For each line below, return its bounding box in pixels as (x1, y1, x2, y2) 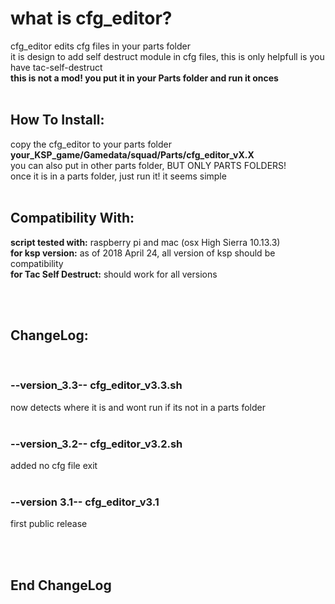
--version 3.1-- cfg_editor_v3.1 (10, 495, 160, 509)
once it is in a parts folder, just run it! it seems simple (10, 170, 227, 182)
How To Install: (10, 112, 105, 129)
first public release (10, 518, 88, 530)
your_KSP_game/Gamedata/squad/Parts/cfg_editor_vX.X (10, 148, 255, 161)
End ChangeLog (10, 577, 112, 594)
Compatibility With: (10, 210, 135, 227)
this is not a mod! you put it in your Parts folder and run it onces (10, 72, 279, 84)
